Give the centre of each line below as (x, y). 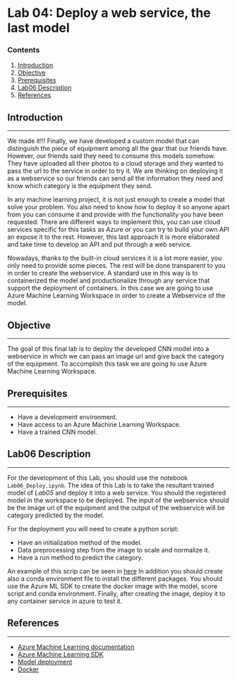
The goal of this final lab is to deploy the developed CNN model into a (108, 349)
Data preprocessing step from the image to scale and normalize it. (114, 550)
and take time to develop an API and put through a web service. (100, 245)
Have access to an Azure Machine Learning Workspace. (99, 424)
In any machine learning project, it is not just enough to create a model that (116, 199)
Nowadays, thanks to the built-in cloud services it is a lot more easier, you (115, 258)
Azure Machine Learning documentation (76, 647)
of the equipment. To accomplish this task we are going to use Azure (107, 364)
